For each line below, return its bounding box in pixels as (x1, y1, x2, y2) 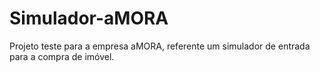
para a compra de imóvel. (9, 50, 115, 62)
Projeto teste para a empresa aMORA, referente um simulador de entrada (9, 40, 311, 52)
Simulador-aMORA (9, 7, 169, 30)
